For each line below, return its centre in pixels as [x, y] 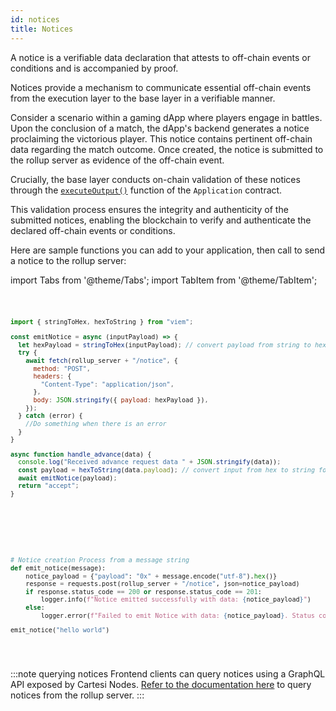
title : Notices [42, 29]
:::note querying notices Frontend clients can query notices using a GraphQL [168, 673]
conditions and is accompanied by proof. [94, 68]
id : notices [35, 19]
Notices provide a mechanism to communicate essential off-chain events [161, 87]
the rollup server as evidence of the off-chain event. [117, 160]
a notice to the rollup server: [68, 260]
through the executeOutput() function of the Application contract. [146, 190]
